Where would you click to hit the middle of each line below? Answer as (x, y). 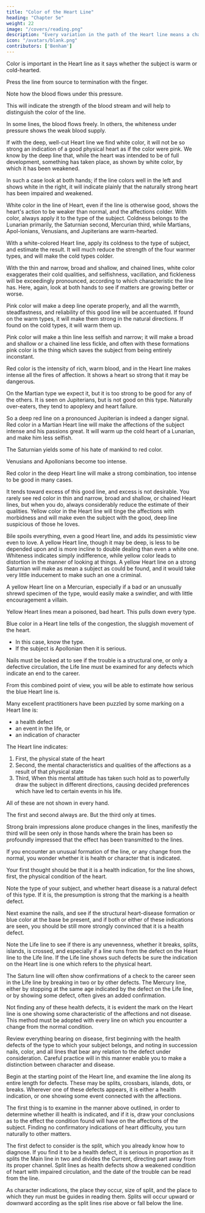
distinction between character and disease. (61, 1064)
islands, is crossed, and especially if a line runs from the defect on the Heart (102, 951)
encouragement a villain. (37, 600)
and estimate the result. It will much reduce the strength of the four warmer (101, 249)
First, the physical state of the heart (60, 758)
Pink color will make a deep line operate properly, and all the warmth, (93, 305)
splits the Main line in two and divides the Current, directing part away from (101, 1159)
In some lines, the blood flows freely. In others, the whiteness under (92, 124)
